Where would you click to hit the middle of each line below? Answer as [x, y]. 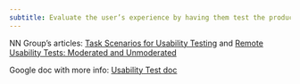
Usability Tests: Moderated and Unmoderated [93, 52]
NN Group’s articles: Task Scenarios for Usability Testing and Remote [136, 43]
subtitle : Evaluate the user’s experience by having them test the [137, 17]
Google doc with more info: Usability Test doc [93, 70]
